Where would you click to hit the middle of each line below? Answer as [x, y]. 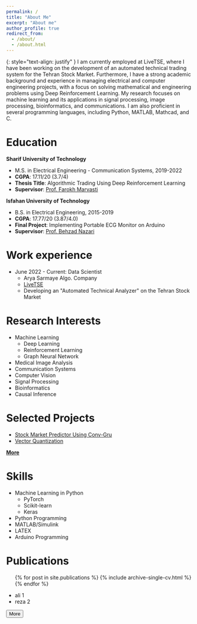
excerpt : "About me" [32, 23]
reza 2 [22, 601]
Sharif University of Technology [46, 159]
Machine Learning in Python [49, 493]
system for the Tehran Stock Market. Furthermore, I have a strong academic [98, 74]
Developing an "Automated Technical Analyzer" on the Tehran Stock [107, 290]
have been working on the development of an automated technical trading [96, 68]
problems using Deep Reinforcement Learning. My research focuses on [93, 93]
